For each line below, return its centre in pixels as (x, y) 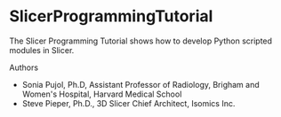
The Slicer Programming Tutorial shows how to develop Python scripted (141, 41)
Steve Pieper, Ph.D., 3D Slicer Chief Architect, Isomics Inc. (128, 103)
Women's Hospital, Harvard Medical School (102, 94)
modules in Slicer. (42, 50)
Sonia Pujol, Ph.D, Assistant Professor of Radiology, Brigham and (140, 84)
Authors (24, 67)
